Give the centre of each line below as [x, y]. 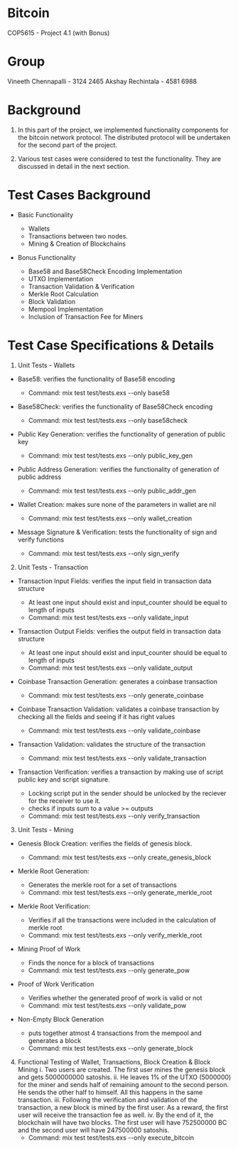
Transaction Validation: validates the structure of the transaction [112, 744]
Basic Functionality [45, 214]
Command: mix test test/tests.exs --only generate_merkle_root [120, 892]
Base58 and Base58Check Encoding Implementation [105, 271]
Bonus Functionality [47, 257]
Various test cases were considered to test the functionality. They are [119, 159]
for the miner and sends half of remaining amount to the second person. [123, 1084]
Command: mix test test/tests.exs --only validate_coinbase [114, 730]
